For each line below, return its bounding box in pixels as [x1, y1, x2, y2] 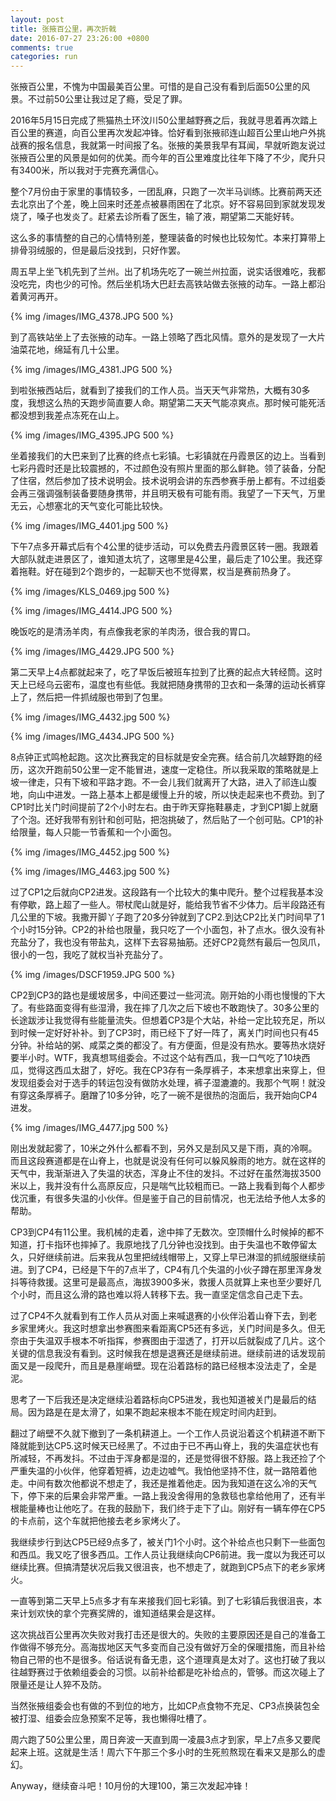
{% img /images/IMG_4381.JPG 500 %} [10, 364, 173, 376]
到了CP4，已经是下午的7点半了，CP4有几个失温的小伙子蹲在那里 [27, 1264, 297, 1276]
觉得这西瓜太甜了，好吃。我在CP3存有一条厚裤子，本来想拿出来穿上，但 [27, 1064, 326, 1076]
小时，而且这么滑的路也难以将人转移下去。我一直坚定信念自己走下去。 [18, 1289, 308, 1301]
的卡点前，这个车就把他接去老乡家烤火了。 [10, 1515, 186, 1527]
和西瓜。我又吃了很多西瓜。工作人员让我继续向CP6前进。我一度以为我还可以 [10, 1549, 326, 1561]
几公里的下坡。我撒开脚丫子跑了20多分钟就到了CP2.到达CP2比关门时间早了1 [10, 911, 325, 923]
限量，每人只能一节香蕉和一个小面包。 [18, 826, 177, 838]
